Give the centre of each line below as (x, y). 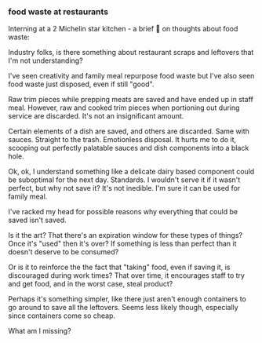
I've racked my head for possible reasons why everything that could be (123, 212)
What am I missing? (40, 331)
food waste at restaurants (58, 12)
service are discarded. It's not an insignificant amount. (96, 116)
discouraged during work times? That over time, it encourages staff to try (127, 275)
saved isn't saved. (37, 220)
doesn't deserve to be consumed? (64, 252)
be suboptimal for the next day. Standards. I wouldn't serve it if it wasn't (124, 180)
